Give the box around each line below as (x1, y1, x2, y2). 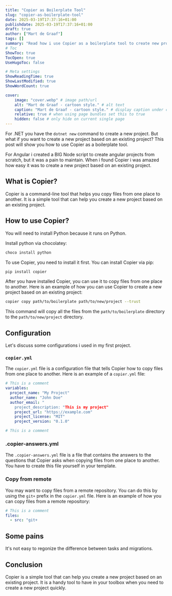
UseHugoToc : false (5, 60, 45, 65)
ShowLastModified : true (5, 79, 56, 84)
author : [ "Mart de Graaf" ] (5, 31, 63, 36)
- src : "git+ (10, 518, 38, 523)
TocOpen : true (5, 55, 36, 60)
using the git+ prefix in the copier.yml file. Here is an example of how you (5, 492, 162, 499)
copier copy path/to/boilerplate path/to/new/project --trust (5, 299, 141, 304)
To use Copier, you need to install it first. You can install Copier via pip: (5, 259, 155, 265)
